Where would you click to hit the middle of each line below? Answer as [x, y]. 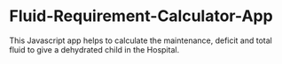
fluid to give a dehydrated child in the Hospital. [94, 49]
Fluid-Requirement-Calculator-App [141, 16]
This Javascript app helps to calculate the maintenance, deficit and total [141, 40]
